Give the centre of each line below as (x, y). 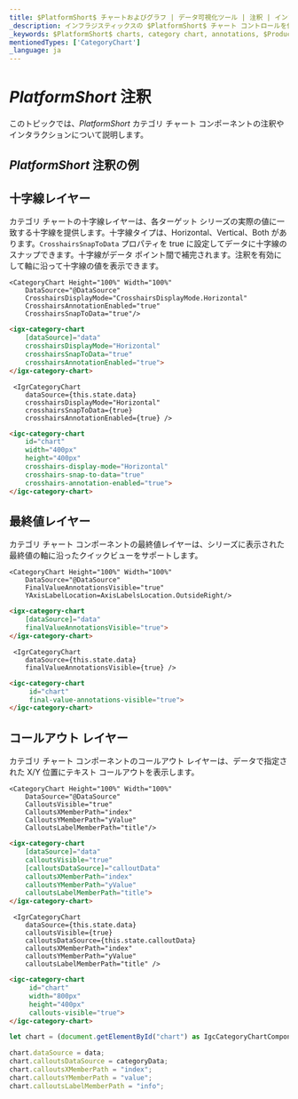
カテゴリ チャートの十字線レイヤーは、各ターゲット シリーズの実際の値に (143, 221)
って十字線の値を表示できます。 (106, 266)
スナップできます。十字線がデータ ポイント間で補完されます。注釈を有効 (142, 255)
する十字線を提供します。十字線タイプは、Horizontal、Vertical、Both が (148, 233)
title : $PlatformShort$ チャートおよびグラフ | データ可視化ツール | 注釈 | (140, 17)
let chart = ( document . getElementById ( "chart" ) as (105, 1037)
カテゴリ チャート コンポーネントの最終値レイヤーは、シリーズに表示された (147, 544)
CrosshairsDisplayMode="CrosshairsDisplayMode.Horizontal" (137, 299)
